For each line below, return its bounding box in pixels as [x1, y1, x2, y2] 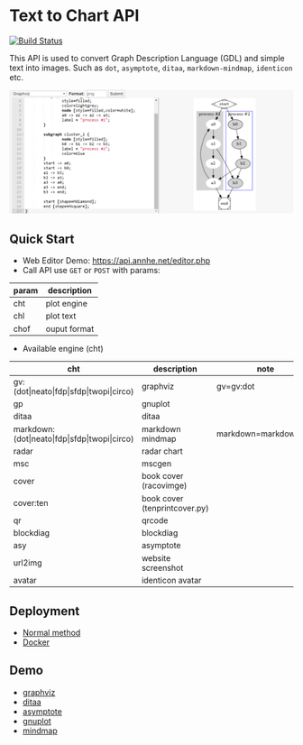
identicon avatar [141, 575, 202, 585]
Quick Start [9, 231, 75, 246]
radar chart [141, 446, 183, 456]
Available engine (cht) [22, 344, 104, 354]
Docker [22, 637, 50, 648]
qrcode [141, 515, 169, 526]
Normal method [22, 628, 81, 639]
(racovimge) [141, 480, 188, 492]
